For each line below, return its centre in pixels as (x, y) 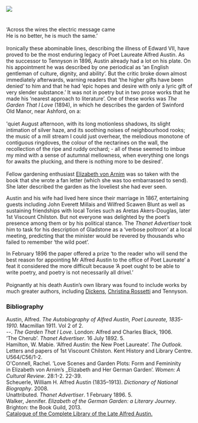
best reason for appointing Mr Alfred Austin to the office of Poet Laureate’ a (98, 260)
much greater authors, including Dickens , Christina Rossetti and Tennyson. (97, 291)
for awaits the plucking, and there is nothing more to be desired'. (85, 162)
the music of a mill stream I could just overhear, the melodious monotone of (98, 137)
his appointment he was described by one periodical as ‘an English (87, 67)
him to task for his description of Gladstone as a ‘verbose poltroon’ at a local (99, 230)
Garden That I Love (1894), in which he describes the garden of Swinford (95, 105)
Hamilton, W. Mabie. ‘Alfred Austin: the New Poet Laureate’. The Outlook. (94, 345)
